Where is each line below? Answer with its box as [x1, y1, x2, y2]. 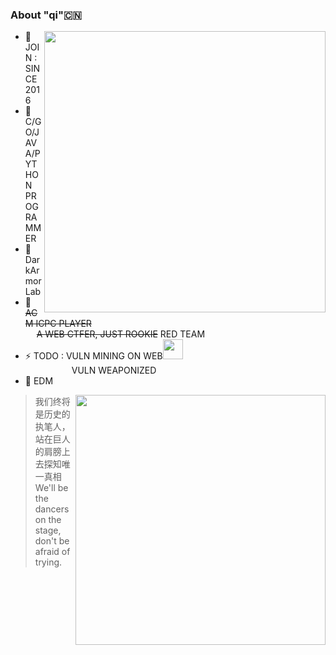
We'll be [34, 482, 69, 494]
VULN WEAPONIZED [71, 364, 157, 377]
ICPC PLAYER [35, 318, 92, 330]
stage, [34, 524, 62, 537]
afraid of [34, 546, 71, 558]
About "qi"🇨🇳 [10, 8, 83, 22]
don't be [34, 535, 70, 547]
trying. [34, 556, 63, 568]
